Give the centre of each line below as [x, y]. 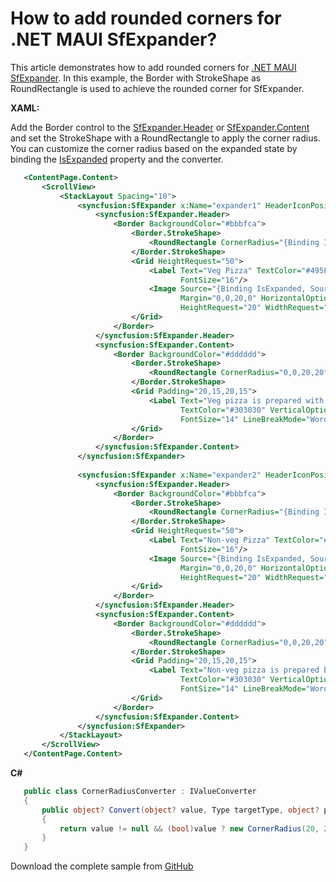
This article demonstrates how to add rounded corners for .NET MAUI [153, 67]
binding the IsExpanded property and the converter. [117, 159]
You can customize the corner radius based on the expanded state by [154, 148]
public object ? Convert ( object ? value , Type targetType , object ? [180, 810]
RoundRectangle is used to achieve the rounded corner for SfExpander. [157, 88]
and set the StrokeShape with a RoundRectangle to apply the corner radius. [165, 138]
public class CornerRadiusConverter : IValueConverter [140, 792]
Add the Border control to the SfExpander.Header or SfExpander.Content [160, 127]
